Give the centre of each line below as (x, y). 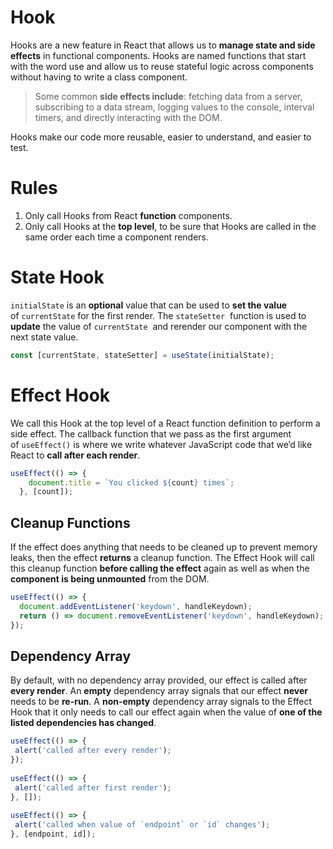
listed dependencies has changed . (83, 723)
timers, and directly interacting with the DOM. (128, 117)
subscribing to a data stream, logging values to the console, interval (174, 107)
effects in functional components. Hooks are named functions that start (158, 55)
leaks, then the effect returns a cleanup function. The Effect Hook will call (162, 558)
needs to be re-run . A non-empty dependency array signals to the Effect (161, 702)
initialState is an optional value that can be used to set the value (149, 305)
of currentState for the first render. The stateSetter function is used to (158, 315)
